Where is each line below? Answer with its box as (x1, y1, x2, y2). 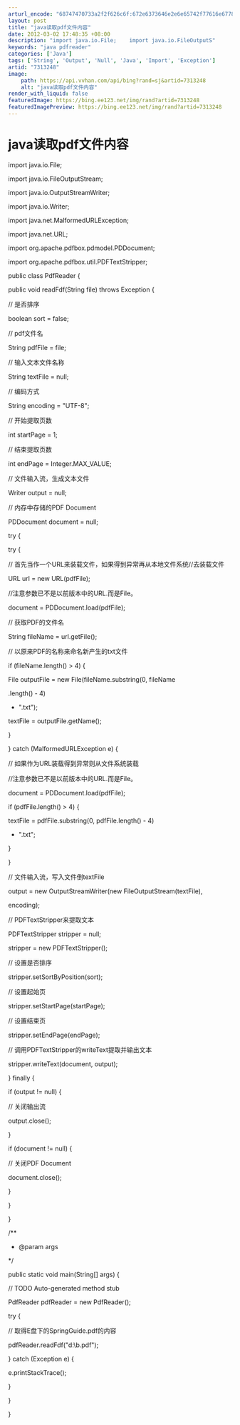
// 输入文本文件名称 (8, 358, 65, 367)
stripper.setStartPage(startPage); (8, 1001, 105, 1010)
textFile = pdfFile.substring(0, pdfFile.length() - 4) (8, 816, 155, 825)
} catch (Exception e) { (8, 1354, 74, 1363)
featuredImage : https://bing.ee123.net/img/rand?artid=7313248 (8, 97, 200, 104)
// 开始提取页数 (8, 416, 53, 424)
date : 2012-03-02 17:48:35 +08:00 (8, 30, 111, 38)
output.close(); (8, 1116, 52, 1125)
